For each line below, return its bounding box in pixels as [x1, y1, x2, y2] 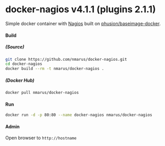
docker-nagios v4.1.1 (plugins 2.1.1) [5, 4, 156, 15]
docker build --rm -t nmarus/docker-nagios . [5, 66, 104, 71]
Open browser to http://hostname [5, 135, 77, 141]
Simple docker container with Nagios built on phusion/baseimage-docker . [5, 20, 161, 27]
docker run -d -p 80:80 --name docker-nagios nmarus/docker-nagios [5, 112, 153, 118]
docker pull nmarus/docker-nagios [5, 90, 79, 95]
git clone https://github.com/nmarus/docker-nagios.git [5, 57, 127, 62]
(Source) [5, 44, 25, 50]
